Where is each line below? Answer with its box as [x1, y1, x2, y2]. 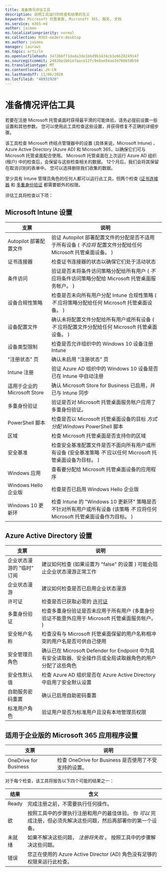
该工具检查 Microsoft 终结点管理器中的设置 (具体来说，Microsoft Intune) [5, 140, 153, 146]
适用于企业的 [7, 383, 38, 389]
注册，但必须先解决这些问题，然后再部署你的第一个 [32, 817, 152, 824]
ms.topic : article [5, 49, 43, 54]
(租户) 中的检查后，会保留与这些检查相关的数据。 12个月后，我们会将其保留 [5, 159, 159, 165]
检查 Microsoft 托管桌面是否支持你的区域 [51, 432, 146, 439]
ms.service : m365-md [5, 21, 48, 26]
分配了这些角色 [41, 662, 77, 669]
